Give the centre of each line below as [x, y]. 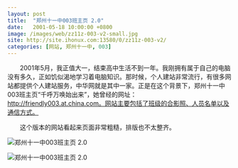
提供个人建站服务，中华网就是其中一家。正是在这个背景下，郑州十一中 [122, 85]
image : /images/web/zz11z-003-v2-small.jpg [73, 34]
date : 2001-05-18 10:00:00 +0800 [60, 27]
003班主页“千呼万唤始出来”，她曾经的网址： [72, 94]
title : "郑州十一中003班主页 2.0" [56, 21]
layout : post [27, 14]
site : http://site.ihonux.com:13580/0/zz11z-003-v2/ [87, 40]
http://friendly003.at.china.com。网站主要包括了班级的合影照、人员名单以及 [118, 103]
